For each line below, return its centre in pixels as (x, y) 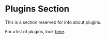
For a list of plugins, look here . (35, 31)
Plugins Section (37, 9)
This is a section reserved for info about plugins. (53, 22)
